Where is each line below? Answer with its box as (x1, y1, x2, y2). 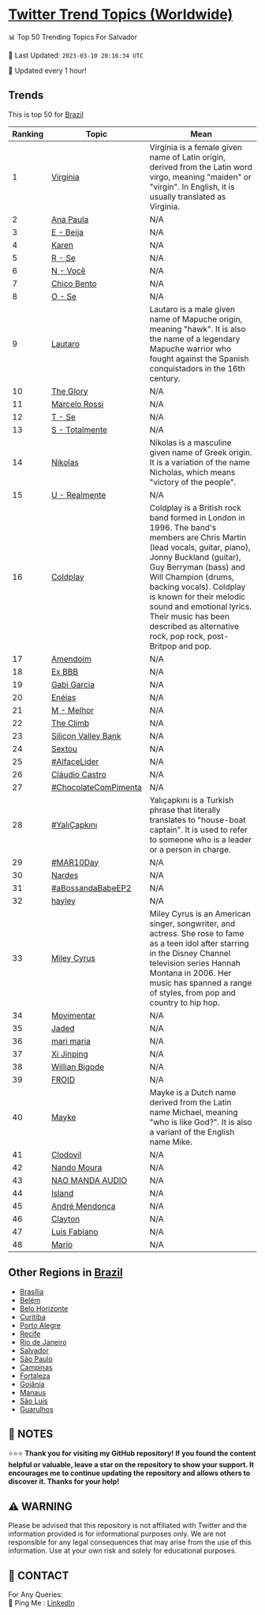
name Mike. (149, 1136, 193, 1147)
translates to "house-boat (149, 814, 246, 825)
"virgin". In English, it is (149, 181, 235, 192)
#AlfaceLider (50, 756, 99, 767)
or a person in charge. (149, 844, 231, 855)
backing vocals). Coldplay (149, 581, 246, 592)
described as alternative (149, 620, 239, 631)
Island (50, 1188, 74, 1199)
